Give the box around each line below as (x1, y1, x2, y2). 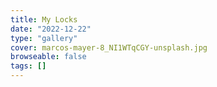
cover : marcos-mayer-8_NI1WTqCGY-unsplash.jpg (10, 42, 208, 53)
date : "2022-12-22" (10, 24, 92, 34)
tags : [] (10, 61, 47, 71)
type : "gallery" (10, 33, 78, 43)
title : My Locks (10, 14, 78, 25)
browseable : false (10, 52, 87, 62)
